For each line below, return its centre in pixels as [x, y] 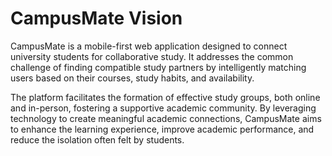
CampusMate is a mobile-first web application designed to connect [149, 46]
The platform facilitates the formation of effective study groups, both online [165, 97]
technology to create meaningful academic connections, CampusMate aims [166, 118]
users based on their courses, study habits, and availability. [132, 78]
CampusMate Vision [96, 18]
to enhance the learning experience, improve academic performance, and [162, 129]
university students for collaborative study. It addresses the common [152, 56]
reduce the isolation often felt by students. [97, 139]
